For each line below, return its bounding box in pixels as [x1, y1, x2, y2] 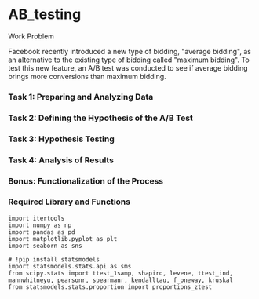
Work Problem [8, 31, 55, 41]
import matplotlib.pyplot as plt [8, 235, 118, 242]
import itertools [8, 214, 65, 222]
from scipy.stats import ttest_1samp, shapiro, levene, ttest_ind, [8, 269, 234, 277]
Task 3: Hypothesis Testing [8, 133, 115, 144]
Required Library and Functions [8, 196, 131, 207]
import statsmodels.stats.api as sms [8, 262, 132, 270]
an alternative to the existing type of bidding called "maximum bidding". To [8, 55, 250, 64]
